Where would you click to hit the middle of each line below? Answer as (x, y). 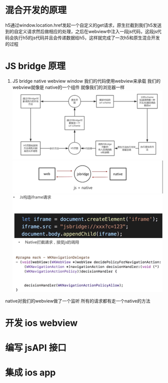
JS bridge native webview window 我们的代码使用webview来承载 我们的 (86, 81)
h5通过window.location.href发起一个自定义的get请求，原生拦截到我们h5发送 (83, 25)
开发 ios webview (41, 323)
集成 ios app (30, 373)
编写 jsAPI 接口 (36, 348)
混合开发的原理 (36, 10)
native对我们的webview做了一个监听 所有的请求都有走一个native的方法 (78, 301)
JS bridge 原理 (35, 66)
